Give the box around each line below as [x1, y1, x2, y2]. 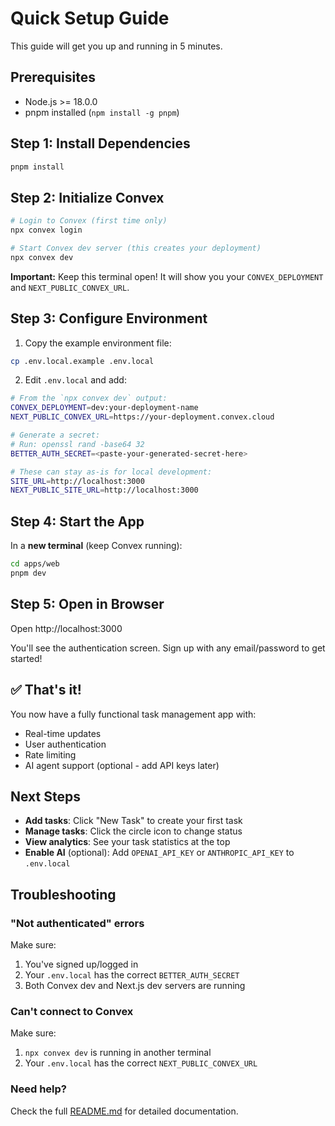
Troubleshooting [10, 886, 117, 903]
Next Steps [10, 788, 81, 805]
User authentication [24, 738, 107, 750]
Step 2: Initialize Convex [10, 189, 165, 206]
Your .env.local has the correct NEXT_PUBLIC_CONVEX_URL [24, 1057, 258, 1069]
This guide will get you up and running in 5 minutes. [10, 40, 223, 52]
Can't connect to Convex [10, 1004, 134, 1018]
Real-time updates [24, 727, 102, 739]
